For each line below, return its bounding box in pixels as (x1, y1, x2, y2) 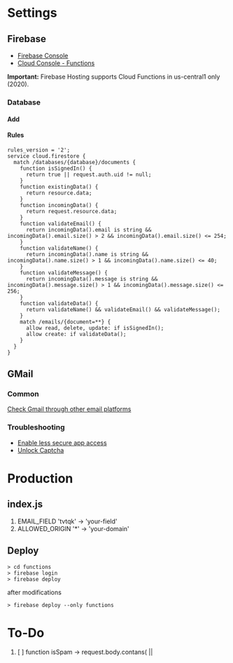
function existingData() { (20, 183, 99, 190)
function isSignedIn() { (20, 165, 92, 172)
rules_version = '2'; (7, 146, 71, 154)
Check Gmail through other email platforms (7, 405, 132, 413)
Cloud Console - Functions (17, 59, 95, 67)
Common (7, 389, 40, 399)
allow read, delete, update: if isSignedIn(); (25, 324, 164, 331)
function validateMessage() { (20, 269, 108, 276)
